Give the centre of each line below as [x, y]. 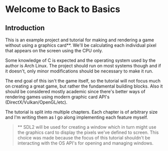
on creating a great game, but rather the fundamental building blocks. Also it [84, 86]
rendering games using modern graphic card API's [57, 97]
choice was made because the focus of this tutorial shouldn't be [84, 138]
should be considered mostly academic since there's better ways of [75, 91]
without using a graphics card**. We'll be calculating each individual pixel [81, 45]
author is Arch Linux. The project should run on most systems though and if [83, 66]
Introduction [25, 28]
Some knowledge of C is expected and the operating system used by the [80, 60]
